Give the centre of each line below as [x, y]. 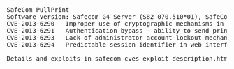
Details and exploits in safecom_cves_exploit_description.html [119, 59]
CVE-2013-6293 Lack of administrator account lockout [104, 38]
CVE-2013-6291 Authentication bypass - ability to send [108, 31]
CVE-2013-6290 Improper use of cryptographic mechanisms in [115, 24]
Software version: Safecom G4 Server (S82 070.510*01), [104, 17]
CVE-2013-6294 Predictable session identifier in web [104, 45]
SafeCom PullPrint [38, 10]
